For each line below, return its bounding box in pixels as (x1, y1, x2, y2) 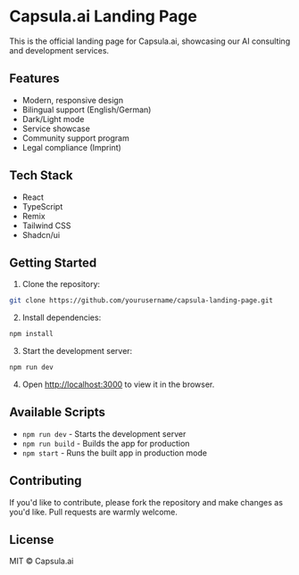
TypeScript (21, 201, 63, 211)
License (9, 532, 54, 547)
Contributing (9, 473, 82, 489)
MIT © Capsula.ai (9, 555, 74, 567)
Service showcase (21, 123, 91, 134)
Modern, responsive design (21, 94, 123, 105)
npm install (9, 330, 54, 339)
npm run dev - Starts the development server (21, 428, 187, 439)
